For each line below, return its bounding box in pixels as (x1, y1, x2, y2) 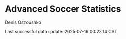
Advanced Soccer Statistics (5, 3, 121, 14)
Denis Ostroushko (5, 19, 42, 25)
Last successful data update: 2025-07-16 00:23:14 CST (5, 28, 118, 34)
